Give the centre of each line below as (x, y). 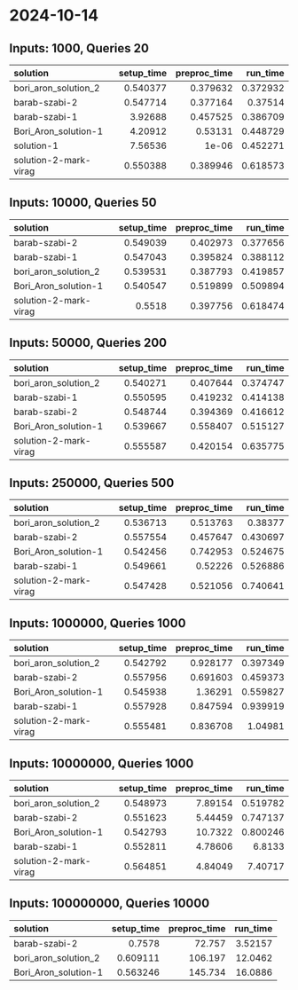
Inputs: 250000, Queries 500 (92, 483)
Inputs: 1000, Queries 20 (79, 48)
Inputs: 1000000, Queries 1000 (98, 623)
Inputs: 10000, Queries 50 (83, 203)
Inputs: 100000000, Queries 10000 (110, 904)
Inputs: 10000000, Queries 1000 (102, 763)
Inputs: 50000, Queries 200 (88, 343)
